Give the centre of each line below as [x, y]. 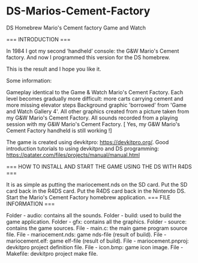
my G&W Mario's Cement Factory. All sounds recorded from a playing [92, 118]
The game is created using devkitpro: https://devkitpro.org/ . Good [88, 142]
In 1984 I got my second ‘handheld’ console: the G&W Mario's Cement [93, 51]
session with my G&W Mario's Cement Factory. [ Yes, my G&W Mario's [93, 124]
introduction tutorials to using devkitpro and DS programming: [82, 148]
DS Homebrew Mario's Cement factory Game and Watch [76, 28]
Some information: [29, 80]
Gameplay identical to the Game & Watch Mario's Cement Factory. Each [95, 92]
